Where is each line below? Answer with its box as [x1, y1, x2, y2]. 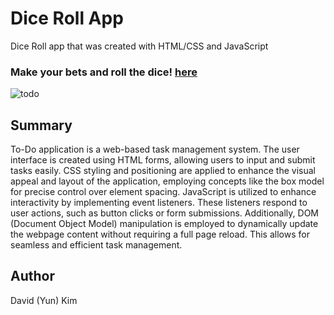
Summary [10, 117, 73, 134]
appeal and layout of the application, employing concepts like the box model [10, 175, 325, 187]
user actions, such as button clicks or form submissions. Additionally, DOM [10, 207, 320, 219]
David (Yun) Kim [10, 294, 78, 306]
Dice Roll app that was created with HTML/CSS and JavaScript [10, 40, 269, 52]
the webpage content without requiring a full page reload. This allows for [10, 228, 310, 241]
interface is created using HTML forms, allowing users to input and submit [10, 154, 316, 166]
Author [10, 268, 55, 285]
